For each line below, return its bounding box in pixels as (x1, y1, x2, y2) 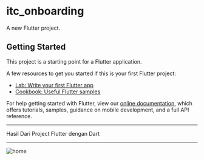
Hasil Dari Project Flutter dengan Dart (6, 130, 100, 137)
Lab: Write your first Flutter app (15, 81, 94, 88)
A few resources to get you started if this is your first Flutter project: (6, 70, 176, 77)
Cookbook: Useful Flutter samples (15, 88, 101, 95)
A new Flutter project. (6, 24, 61, 32)
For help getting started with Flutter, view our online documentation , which (6, 99, 193, 107)
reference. (6, 112, 32, 119)
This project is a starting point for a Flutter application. (6, 58, 142, 65)
